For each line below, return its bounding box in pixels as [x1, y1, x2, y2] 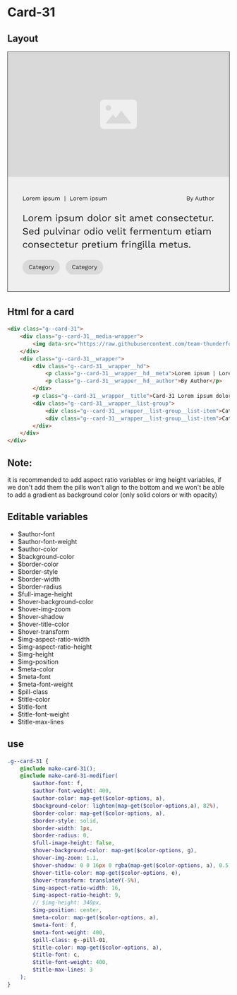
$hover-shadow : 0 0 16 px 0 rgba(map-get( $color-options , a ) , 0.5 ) [32, 861, 232, 869]
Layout [7, 33, 39, 45]
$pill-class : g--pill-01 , [32, 936, 109, 943]
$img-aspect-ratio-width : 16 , [32, 884, 121, 891]
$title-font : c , [32, 951, 80, 958]
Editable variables [7, 511, 88, 523]
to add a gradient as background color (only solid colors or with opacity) [7, 490, 217, 499]
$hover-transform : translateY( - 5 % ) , [32, 877, 140, 884]
